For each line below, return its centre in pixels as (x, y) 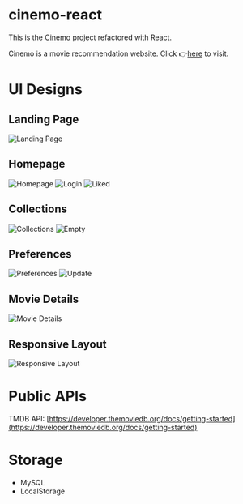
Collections (38, 209)
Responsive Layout (58, 344)
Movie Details (44, 299)
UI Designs (45, 90)
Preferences (40, 254)
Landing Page (44, 119)
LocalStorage (43, 491)
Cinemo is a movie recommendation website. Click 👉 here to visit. (119, 53)
